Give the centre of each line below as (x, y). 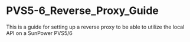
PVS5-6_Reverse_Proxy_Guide (83, 11)
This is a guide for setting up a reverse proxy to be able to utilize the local (95, 27)
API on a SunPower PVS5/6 (39, 33)
